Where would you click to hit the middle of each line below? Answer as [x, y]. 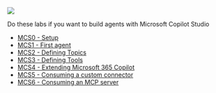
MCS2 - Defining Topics [52, 52]
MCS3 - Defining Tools [50, 60]
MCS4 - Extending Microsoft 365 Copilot [76, 67]
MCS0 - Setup [38, 37]
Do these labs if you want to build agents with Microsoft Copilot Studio [108, 24]
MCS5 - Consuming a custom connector [75, 75]
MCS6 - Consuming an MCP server [68, 82]
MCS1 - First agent [44, 45]
